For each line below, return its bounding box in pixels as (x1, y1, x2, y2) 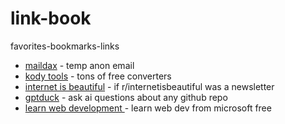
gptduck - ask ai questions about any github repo (24, 91, 228, 103)
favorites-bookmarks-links (10, 40, 120, 52)
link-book (10, 7, 92, 30)
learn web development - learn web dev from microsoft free (24, 102, 272, 114)
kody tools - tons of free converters (24, 70, 172, 82)
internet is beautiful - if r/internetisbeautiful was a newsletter (24, 80, 275, 92)
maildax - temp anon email (24, 59, 135, 71)
